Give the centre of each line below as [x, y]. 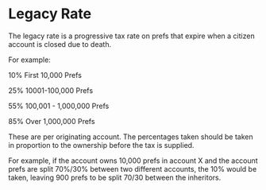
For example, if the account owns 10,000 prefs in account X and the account [133, 161]
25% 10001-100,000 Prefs [51, 90]
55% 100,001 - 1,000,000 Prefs [59, 106]
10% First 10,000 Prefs [45, 75]
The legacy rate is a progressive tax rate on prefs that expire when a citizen [132, 36]
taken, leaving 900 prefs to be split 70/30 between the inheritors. [115, 177]
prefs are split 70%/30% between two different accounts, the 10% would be [133, 169]
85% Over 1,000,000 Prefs [52, 121]
